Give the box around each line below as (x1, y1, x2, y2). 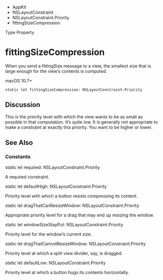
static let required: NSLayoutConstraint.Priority (5, 165, 100, 171)
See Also (5, 139, 33, 147)
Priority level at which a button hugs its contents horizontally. (5, 270, 129, 276)
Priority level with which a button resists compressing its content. (5, 193, 138, 199)
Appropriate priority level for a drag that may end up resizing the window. (5, 212, 154, 218)
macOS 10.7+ (5, 77, 32, 83)
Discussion (5, 101, 41, 109)
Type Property (5, 30, 35, 35)
